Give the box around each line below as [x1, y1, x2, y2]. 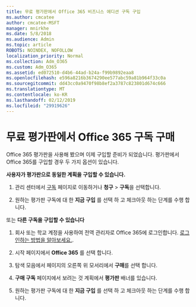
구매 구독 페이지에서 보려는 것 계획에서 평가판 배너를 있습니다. [14, 274, 157, 281]
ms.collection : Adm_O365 [6, 58, 68, 64]
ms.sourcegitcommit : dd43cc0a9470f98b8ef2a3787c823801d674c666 [6, 81, 166, 87]
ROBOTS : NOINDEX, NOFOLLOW [6, 48, 73, 54]
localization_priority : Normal [6, 53, 84, 59]
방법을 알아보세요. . [30, 236, 74, 244]
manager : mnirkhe [6, 25, 49, 32]
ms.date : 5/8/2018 [6, 31, 52, 37]
